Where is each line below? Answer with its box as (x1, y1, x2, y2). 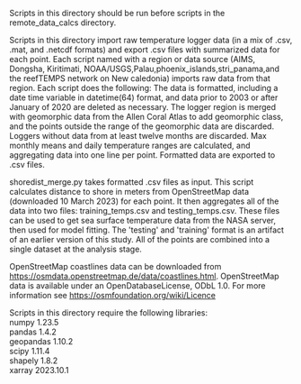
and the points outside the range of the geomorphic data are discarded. (9, 121, 275, 132)
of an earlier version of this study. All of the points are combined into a (9, 234, 270, 244)
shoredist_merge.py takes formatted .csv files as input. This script (9, 177, 254, 187)
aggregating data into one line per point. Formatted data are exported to (9, 150, 276, 160)
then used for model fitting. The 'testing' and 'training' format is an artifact (9, 224, 285, 235)
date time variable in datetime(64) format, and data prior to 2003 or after (9, 92, 279, 103)
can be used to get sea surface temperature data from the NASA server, (9, 215, 277, 225)
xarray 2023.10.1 (9, 365, 69, 375)
